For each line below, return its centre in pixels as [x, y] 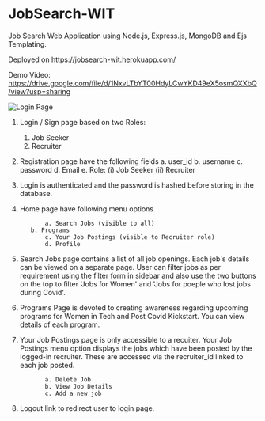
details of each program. [60, 324]
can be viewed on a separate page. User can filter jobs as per [120, 267]
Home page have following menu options [87, 209]
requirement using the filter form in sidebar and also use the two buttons [138, 275]
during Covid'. [42, 292]
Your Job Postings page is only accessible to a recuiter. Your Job [125, 339]
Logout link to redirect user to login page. [87, 408]
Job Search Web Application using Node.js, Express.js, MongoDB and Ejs [128, 36]
